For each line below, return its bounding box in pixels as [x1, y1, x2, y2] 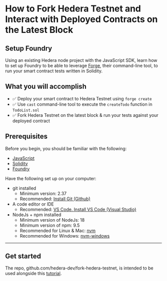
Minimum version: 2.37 [19, 190, 67, 196]
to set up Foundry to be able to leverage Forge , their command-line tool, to [5, 63, 158, 68]
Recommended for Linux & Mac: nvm [19, 228, 96, 234]
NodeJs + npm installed [12, 212, 62, 218]
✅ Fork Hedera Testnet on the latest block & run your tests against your [12, 112, 159, 118]
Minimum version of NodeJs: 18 [19, 217, 85, 223]
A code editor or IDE [12, 201, 54, 207]
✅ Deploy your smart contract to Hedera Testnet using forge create [12, 95, 152, 101]
